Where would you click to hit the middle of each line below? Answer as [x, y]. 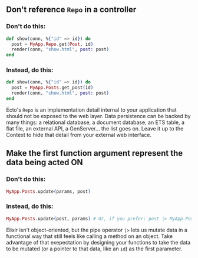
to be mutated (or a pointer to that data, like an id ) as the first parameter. [94, 249]
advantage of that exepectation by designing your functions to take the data [98, 242]
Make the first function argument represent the [95, 153]
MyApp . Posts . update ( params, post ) [49, 191]
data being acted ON [45, 162]
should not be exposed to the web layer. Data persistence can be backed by [98, 116]
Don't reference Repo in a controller [71, 10]
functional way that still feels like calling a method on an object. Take [89, 236]
